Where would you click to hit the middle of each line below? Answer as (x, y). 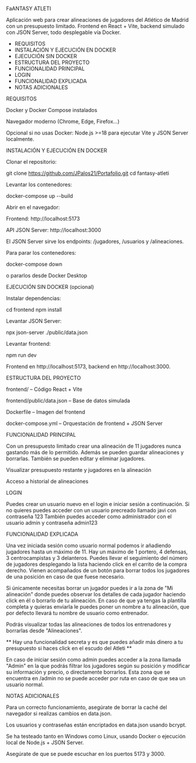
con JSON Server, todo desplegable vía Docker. (63, 32)
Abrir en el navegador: (33, 207)
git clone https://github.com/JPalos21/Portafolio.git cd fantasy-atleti (88, 173)
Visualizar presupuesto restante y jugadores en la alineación (79, 470)
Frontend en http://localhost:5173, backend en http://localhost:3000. (88, 367)
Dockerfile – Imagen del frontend (46, 412)
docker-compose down (34, 264)
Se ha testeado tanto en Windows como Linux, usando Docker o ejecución (96, 736)
